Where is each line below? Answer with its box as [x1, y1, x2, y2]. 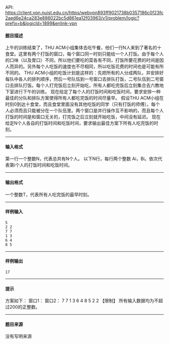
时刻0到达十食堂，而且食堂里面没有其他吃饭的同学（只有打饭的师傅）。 [5, 101, 151, 107]
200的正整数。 [9, 304, 40, 310]
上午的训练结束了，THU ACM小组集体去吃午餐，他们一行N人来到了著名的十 [5, 45, 162, 51]
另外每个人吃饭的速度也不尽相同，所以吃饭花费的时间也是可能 [27, 63, 155, 70]
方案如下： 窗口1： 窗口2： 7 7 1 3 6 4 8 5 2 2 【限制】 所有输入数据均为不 [5, 298, 159, 304]
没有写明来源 [5, 333, 32, 339]
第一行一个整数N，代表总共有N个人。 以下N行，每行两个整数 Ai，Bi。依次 [5, 156, 158, 162]
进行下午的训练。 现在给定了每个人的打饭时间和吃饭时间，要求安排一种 [14, 89, 161, 95]
